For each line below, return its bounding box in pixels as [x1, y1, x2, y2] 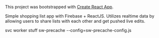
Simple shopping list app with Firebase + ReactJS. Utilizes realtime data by [5, 13, 155, 19]
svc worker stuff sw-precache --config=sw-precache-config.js [5, 28, 132, 33]
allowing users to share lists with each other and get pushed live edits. [5, 19, 145, 24]
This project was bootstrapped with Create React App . [5, 4, 114, 9]
